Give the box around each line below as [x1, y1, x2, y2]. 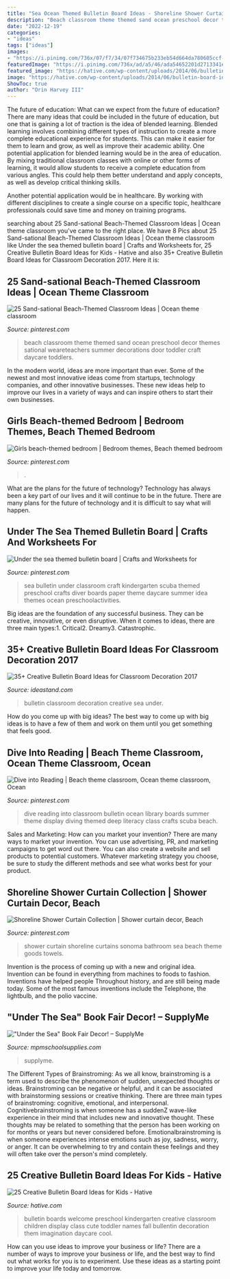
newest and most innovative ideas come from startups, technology [7, 373, 196, 381]
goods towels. [23, 949, 64, 957]
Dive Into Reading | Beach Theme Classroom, [7, 747, 204, 758]
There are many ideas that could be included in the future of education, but [7, 112, 219, 121]
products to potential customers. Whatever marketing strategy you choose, [7, 852, 219, 861]
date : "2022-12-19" [7, 23, 63, 29]
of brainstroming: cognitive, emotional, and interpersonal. [7, 1099, 169, 1107]
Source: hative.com [7, 1201, 62, 1209]
